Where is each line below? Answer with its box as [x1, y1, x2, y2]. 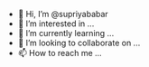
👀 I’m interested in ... [17, 18, 95, 29]
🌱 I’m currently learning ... [17, 28, 115, 38]
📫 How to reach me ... [17, 48, 102, 58]
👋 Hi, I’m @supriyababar [17, 9, 108, 19]
